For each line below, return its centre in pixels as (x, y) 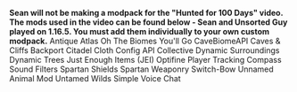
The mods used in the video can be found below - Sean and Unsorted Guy (148, 22)
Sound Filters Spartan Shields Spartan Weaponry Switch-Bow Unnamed (141, 69)
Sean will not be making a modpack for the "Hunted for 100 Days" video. (146, 13)
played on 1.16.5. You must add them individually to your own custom (140, 31)
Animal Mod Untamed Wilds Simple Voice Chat (95, 78)
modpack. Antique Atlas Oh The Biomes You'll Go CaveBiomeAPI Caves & (145, 41)
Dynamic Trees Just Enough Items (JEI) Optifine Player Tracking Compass (146, 60)
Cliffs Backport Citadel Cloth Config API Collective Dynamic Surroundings (144, 50)
